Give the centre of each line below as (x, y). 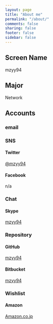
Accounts (20, 113)
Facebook (15, 175)
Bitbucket (15, 269)
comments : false (22, 24)
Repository (18, 235)
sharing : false (21, 28)
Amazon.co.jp (19, 316)
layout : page (18, 10)
